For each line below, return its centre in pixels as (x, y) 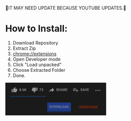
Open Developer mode (37, 59)
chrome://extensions (35, 53)
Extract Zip (24, 48)
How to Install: (37, 29)
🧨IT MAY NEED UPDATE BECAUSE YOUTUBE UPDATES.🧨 (66, 8)
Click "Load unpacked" (37, 65)
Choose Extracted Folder (39, 70)
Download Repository (35, 43)
